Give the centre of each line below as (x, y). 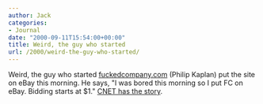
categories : (28, 23)
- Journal (25, 30)
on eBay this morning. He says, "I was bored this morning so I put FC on (126, 83)
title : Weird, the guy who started (67, 45)
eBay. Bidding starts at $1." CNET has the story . (86, 91)
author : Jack (30, 15)
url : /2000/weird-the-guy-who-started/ (74, 52)
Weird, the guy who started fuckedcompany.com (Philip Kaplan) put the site (132, 74)
